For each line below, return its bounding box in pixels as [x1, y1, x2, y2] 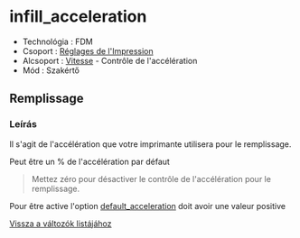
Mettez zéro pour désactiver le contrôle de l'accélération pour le [31, 173, 271, 184]
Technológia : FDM [22, 36, 93, 47]
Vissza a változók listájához [9, 218, 112, 229]
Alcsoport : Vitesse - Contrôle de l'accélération [22, 55, 198, 66]
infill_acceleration [9, 6, 147, 27]
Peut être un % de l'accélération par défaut [9, 156, 170, 167]
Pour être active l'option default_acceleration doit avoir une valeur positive [9, 200, 286, 211]
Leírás [9, 118, 38, 131]
